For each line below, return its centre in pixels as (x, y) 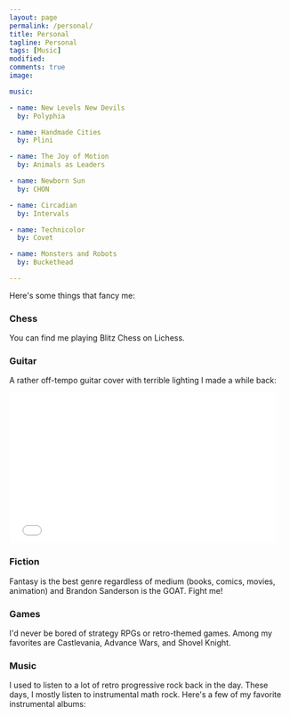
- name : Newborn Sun (48, 181)
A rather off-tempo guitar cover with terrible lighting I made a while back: (143, 381)
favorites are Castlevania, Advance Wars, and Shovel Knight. (120, 643)
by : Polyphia (41, 116)
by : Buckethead (45, 263)
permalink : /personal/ (51, 26)
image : (21, 76)
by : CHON (33, 189)
